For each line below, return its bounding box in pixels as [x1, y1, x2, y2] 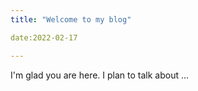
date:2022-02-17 [10, 32, 78, 43]
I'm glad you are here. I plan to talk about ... [10, 69, 190, 81]
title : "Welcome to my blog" [10, 14, 132, 25]
